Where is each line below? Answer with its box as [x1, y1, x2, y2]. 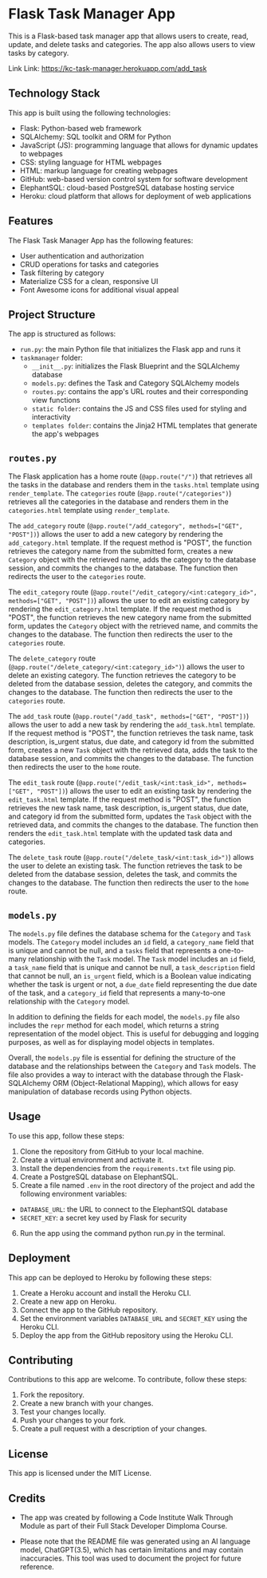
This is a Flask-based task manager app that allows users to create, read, [8, 31, 249, 41]
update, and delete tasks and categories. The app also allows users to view [8, 39, 256, 49]
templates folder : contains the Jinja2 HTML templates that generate [31, 420, 257, 431]
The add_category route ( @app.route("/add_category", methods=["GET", [8, 521, 243, 531]
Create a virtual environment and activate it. [19, 1154, 164, 1165]
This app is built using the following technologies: [8, 108, 171, 117]
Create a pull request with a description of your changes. [19, 1424, 207, 1434]
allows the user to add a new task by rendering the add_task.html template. [8, 720, 256, 730]
